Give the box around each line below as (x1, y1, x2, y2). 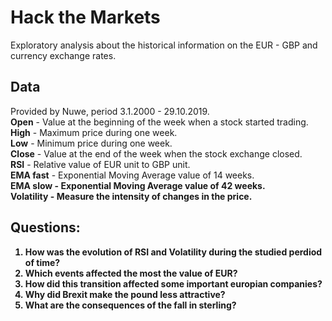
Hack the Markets (10, 6, 161, 29)
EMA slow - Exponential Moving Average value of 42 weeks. (10, 179, 266, 191)
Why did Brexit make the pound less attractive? (24, 288, 226, 300)
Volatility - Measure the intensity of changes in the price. (10, 190, 253, 202)
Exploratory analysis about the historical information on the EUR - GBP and (10, 39, 318, 51)
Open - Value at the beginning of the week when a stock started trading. (10, 116, 309, 128)
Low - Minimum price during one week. (10, 137, 173, 149)
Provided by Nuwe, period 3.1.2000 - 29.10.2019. (10, 105, 210, 117)
